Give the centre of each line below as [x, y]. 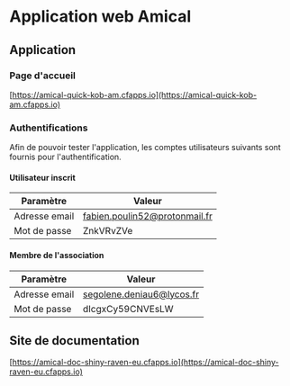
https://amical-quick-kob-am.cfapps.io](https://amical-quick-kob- [135, 94]
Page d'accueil [43, 76]
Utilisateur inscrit [43, 177]
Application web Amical [100, 17]
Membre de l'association [57, 255]
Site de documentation [74, 341]
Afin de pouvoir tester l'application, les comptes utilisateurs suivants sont [145, 148]
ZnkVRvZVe [108, 231]
